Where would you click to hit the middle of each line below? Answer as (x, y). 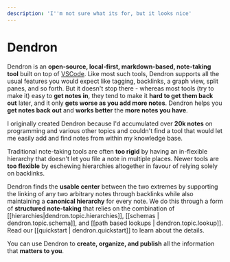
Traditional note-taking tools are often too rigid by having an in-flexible (107, 151)
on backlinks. (26, 173)
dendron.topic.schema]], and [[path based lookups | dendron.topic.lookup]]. (115, 223)
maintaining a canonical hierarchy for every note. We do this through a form (115, 201)
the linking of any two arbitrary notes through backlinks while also (100, 193)
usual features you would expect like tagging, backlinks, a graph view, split (113, 81)
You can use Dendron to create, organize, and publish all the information (111, 243)
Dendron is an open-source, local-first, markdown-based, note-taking (109, 67)
